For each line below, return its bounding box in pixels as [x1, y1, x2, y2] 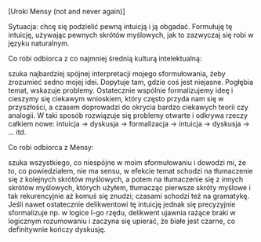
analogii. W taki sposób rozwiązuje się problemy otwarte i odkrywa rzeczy [8, 111, 248, 120]
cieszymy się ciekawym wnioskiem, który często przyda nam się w [8, 94, 224, 103]
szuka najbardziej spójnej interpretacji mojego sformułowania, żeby [8, 69, 226, 78]
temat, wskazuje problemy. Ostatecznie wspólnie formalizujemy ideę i [8, 86, 234, 95]
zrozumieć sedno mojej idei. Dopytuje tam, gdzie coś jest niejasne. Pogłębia [8, 78, 254, 86]
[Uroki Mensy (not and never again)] [8, 7, 125, 16]
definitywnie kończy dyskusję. [8, 225, 107, 234]
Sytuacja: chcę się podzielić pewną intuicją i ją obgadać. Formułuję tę [8, 22, 233, 31]
